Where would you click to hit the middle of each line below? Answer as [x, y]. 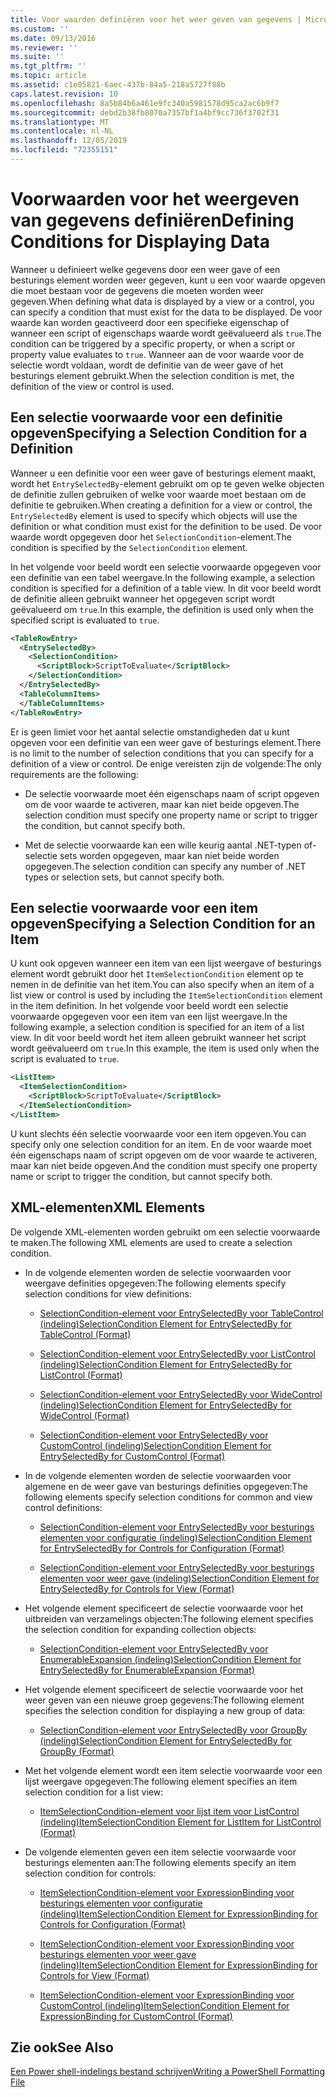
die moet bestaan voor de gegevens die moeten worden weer [137, 290]
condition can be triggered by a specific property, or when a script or [153, 343]
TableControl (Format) [85, 1334]
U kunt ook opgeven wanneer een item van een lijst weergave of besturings [166, 963]
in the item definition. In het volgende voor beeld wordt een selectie [149, 1006]
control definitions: [63, 1507]
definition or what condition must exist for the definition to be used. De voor [166, 526]
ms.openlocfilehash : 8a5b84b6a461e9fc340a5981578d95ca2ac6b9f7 [145, 103]
